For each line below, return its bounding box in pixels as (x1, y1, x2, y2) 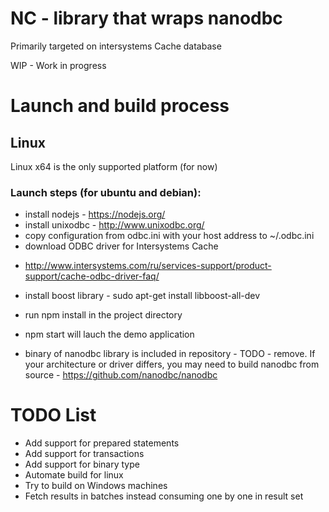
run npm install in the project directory (24, 309, 183, 321)
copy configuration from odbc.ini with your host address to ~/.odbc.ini (24, 230, 315, 242)
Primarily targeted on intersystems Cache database (10, 40, 222, 52)
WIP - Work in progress (10, 59, 107, 71)
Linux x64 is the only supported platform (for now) (10, 160, 218, 172)
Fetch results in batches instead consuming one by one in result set (24, 490, 304, 502)
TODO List (10, 404, 97, 427)
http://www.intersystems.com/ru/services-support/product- (24, 260, 272, 272)
